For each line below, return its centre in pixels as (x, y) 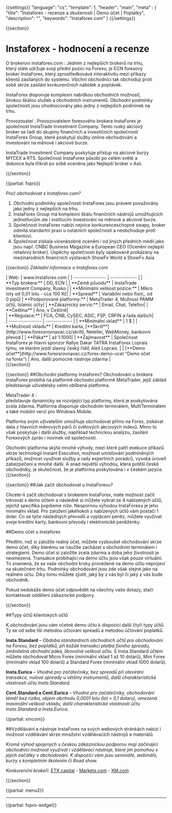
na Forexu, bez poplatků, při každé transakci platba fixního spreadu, (78, 646)
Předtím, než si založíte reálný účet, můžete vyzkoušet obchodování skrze (84, 542)
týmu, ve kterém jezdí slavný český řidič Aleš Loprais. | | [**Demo (75, 348)
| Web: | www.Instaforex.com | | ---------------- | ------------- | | (74, 277)
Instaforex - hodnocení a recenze (78, 49)
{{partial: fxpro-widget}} (31, 805)
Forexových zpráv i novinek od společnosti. (52, 438)
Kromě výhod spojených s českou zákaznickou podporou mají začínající (82, 744)
